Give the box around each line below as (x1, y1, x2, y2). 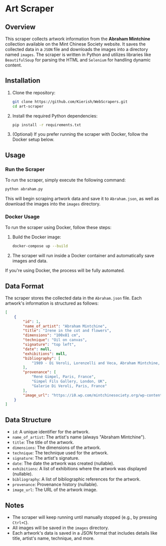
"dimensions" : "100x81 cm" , (23, 333, 81, 338)
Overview (5, 23, 36, 31)
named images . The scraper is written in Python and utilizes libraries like (5, 52, 152, 57)
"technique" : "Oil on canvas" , (23, 337, 87, 342)
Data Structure (5, 416, 52, 424)
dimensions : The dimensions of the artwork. (12, 444, 101, 451)
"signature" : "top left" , (23, 342, 77, 347)
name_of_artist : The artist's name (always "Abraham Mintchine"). (12, 434, 146, 440)
